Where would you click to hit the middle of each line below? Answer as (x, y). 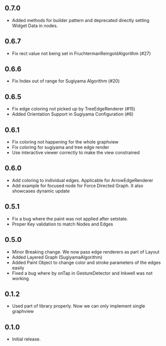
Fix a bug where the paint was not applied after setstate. (70, 218)
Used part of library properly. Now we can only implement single (78, 306)
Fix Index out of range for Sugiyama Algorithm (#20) (66, 81)
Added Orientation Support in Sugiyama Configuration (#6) (72, 114)
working (20, 278)
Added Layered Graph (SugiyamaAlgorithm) (57, 257)
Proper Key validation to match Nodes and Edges (62, 224)
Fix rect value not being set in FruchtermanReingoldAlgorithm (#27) (81, 53)
